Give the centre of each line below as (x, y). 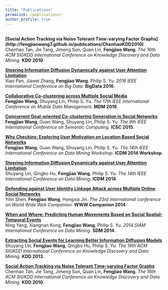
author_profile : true (28, 19)
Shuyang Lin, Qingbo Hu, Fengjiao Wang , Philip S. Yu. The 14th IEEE (76, 173)
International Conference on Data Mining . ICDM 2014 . (61, 179)
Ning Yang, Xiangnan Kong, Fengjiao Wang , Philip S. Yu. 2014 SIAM (75, 225)
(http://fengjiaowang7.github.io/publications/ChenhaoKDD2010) (75, 44)
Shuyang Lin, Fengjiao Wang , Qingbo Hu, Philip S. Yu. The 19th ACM (76, 246)
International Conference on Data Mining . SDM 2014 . (60, 230)
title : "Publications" (29, 10)
